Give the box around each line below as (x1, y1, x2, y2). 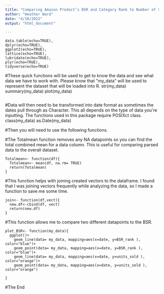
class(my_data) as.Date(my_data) (5, 118, 72, 124)
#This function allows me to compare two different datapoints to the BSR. (5, 219, 153, 225)
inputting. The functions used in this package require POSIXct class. (5, 113, 143, 118)
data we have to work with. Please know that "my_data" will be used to (5, 78, 147, 84)
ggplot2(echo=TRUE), (5, 47, 47, 52)
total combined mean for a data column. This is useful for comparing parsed (5, 142, 159, 148)
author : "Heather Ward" (5, 12, 54, 17)
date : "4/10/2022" (5, 16, 42, 21)
